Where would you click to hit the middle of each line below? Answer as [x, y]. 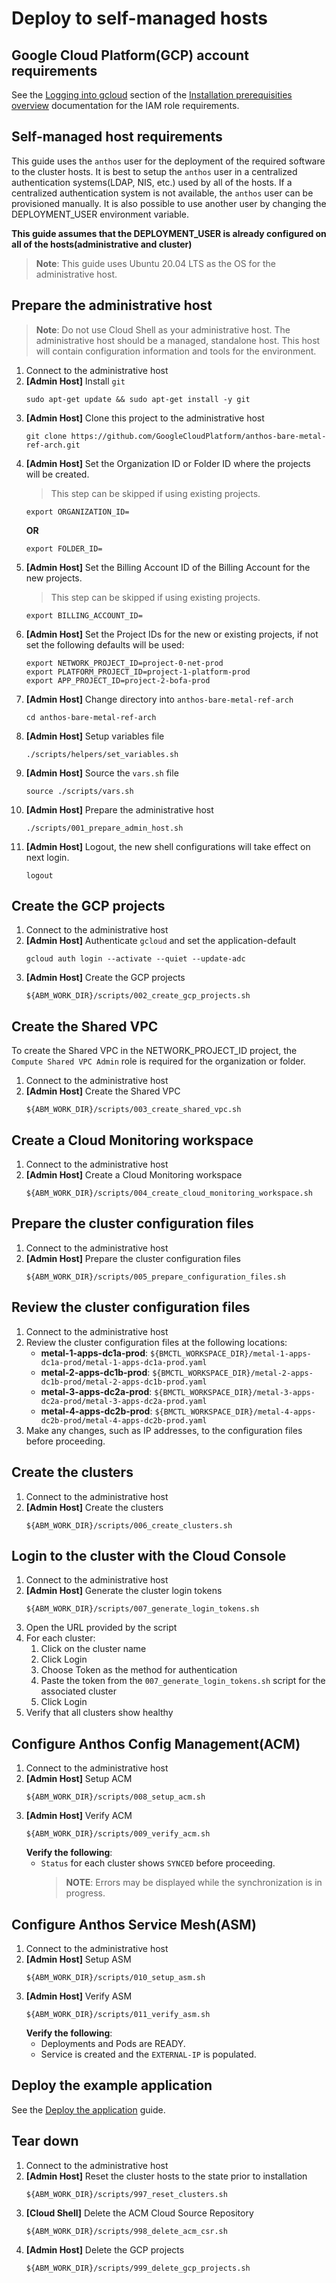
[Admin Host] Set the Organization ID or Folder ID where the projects [168, 463]
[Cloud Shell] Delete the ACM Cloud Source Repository [139, 2213]
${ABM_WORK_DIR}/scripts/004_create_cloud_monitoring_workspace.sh [169, 1193]
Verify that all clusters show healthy [99, 1713]
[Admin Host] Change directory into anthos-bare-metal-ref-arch [159, 699]
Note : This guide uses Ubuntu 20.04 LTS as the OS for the [156, 263]
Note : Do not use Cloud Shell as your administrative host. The [163, 329]
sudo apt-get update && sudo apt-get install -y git [138, 399]
